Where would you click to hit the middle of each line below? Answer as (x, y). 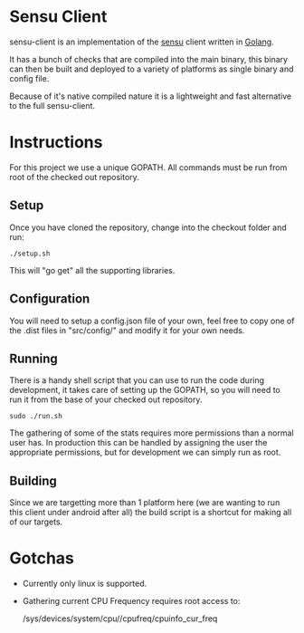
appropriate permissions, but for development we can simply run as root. (145, 452)
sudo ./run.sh (36, 417)
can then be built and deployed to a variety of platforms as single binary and (152, 69)
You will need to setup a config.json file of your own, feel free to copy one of (152, 321)
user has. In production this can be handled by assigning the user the (138, 443)
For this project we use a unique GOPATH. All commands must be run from (148, 167)
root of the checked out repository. (75, 177)
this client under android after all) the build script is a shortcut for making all (151, 513)
